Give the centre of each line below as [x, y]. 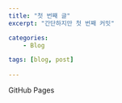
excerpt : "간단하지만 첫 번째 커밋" [61, 23]
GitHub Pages [32, 90]
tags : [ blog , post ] [41, 60]
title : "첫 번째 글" [40, 16]
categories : [28, 38]
